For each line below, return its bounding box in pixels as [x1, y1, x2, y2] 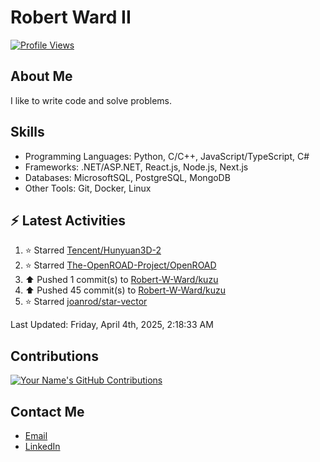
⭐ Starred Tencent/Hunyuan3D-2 [24, 244, 162, 256]
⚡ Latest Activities [10, 212, 126, 229]
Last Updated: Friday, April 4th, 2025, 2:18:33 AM [10, 319, 214, 331]
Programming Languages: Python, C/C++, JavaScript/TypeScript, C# [24, 150, 310, 162]
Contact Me [10, 403, 85, 420]
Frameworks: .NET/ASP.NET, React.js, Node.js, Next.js [24, 161, 249, 173]
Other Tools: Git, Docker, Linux [24, 182, 152, 194]
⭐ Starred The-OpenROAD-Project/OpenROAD [24, 259, 217, 271]
